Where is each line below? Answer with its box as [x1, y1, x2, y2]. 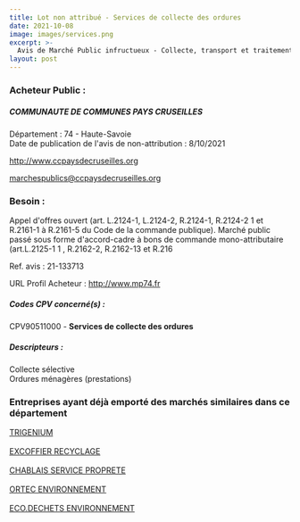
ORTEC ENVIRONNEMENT [9, 484, 107, 495]
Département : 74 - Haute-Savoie [9, 128, 132, 139]
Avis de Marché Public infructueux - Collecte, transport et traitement [17, 46, 294, 55]
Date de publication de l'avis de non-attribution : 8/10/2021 [9, 137, 226, 148]
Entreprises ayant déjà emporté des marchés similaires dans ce [9, 396, 290, 409]
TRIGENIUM [9, 427, 54, 438]
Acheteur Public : [9, 84, 87, 96]
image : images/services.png [9, 29, 114, 38]
